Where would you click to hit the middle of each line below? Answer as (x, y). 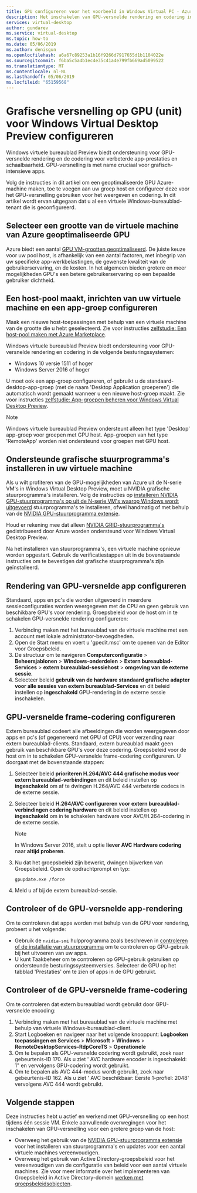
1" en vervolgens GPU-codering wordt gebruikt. (72, 1065)
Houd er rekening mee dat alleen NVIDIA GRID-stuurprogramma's (85, 525)
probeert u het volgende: (36, 929)
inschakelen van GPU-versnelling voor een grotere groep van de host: (91, 1129)
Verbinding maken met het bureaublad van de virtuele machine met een (101, 630)
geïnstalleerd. (23, 567)
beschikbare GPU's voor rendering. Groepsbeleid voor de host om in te (92, 612)
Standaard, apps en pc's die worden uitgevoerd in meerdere (79, 600)
